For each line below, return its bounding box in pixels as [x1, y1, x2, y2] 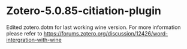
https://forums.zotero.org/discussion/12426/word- [43, 30, 168, 37]
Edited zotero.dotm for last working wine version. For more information [6, 24, 181, 31]
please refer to [6, 30, 43, 37]
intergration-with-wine [6, 36, 62, 43]
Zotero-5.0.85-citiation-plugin [6, 4, 162, 18]
